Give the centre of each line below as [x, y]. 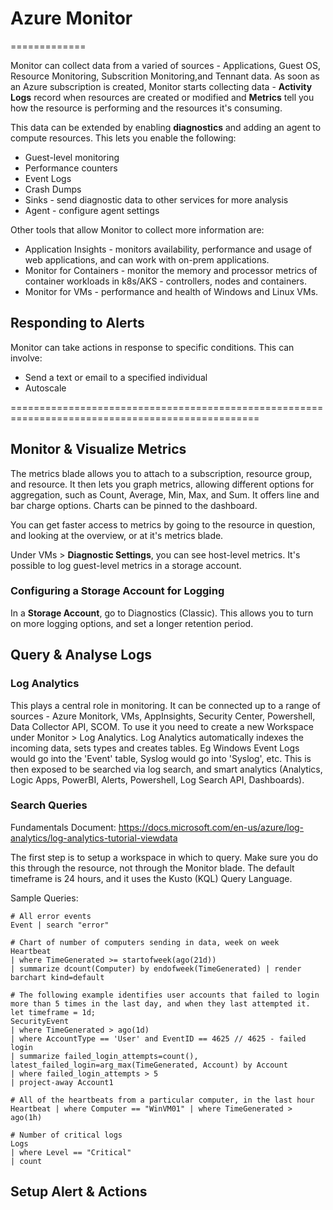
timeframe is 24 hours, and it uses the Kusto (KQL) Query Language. [151, 878]
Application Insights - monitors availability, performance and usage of [168, 249]
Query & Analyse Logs [81, 655]
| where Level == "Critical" [71, 1152]
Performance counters [71, 168]
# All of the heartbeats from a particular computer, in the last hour [162, 1100]
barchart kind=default [57, 977]
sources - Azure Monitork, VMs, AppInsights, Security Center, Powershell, [163, 716]
